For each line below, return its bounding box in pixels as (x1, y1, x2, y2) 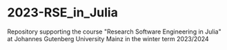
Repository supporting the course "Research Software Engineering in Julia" (7, 27, 222, 36)
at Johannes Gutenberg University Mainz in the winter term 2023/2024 (7, 34, 209, 42)
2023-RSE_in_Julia (7, 5, 119, 21)
